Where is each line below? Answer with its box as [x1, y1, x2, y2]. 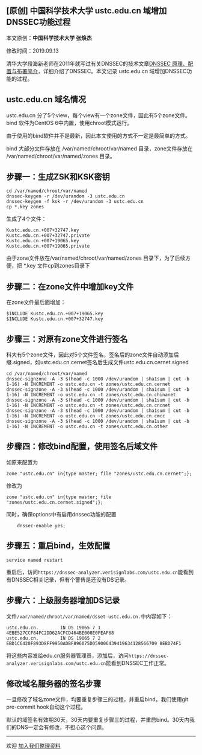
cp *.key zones [6, 204, 44, 210]
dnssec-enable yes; [17, 522, 66, 528]
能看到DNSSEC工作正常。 [105, 659, 170, 666]
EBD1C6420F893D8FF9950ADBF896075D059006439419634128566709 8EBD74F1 [6, 640, 182, 646]
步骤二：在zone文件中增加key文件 [6, 281, 134, 292]
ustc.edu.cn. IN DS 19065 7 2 [6, 635, 101, 641]
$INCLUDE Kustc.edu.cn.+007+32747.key [6, 316, 103, 322]
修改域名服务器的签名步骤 [6, 678, 101, 689]
